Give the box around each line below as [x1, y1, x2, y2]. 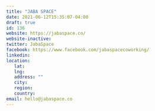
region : [14, 85, 33, 91]
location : [6, 58, 31, 63]
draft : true [6, 19, 35, 25]
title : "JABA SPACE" [6, 8, 57, 15]
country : [14, 90, 35, 96]
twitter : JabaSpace [6, 42, 54, 48]
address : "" [14, 74, 44, 80]
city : [14, 80, 28, 86]
